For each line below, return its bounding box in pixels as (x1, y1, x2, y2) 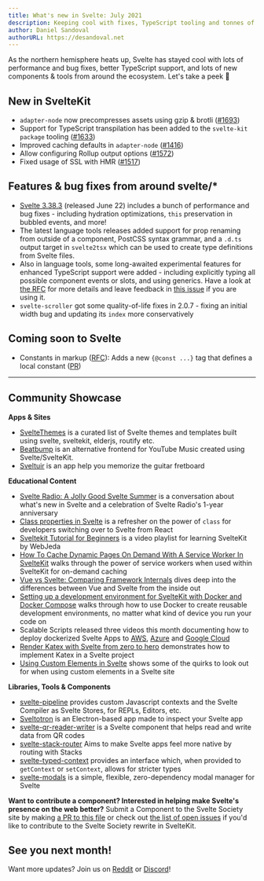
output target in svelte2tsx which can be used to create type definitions (19, 242, 253, 251)
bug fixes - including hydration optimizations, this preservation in (19, 209, 233, 218)
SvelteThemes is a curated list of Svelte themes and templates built (19, 428, 237, 437)
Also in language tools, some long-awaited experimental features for (19, 259, 242, 268)
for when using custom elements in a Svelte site (19, 666, 175, 676)
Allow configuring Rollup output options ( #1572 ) (19, 149, 174, 158)
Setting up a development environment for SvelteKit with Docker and (19, 591, 242, 601)
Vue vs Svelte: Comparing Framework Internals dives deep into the (19, 574, 236, 584)
